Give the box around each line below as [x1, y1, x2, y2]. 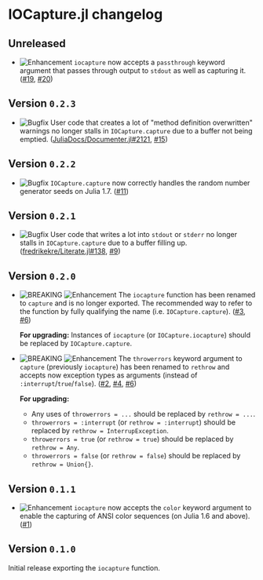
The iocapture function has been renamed [118, 290, 256, 300]
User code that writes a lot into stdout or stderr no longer [49, 230, 238, 239]
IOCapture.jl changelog [8, 5, 163, 24]
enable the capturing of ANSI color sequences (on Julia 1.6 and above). [19, 512, 250, 521]
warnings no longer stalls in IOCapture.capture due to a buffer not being [19, 126, 253, 135]
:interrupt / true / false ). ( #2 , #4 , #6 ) [19, 379, 137, 388]
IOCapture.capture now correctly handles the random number [49, 178, 250, 188]
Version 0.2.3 [8, 97, 76, 111]
